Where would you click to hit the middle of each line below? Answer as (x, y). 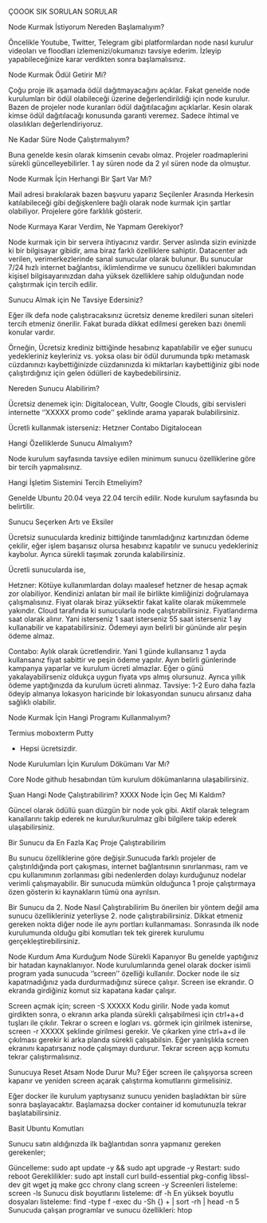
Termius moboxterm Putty (51, 733)
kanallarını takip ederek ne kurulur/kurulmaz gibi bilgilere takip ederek (123, 819)
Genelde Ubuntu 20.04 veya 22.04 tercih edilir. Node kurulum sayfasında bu (133, 498)
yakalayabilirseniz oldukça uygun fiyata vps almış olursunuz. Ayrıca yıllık (127, 677)
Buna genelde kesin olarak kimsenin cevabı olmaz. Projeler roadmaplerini (128, 155)
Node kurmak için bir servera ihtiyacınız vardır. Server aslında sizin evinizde (132, 242)
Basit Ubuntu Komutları (46, 1128)
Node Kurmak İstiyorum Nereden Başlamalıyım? (86, 27)
